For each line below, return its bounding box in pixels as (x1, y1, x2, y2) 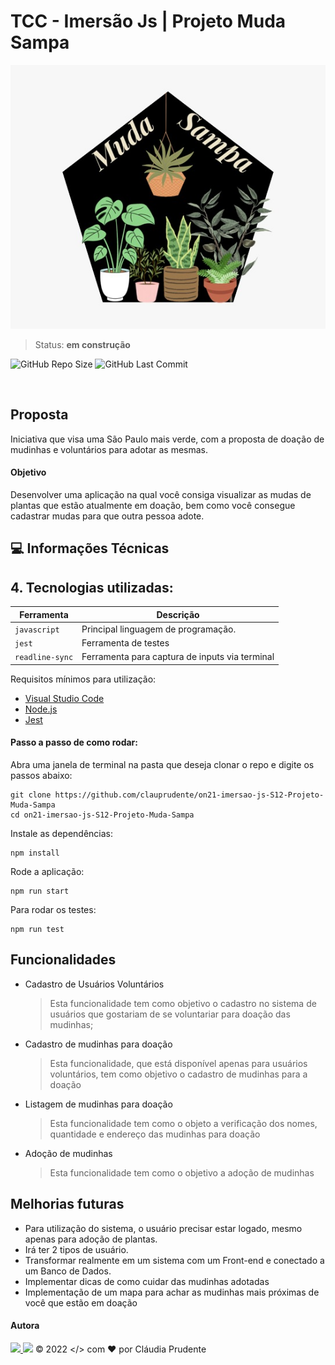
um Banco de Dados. (24, 1265, 112, 1277)
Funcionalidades (10, 951, 117, 969)
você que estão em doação (24, 1296, 138, 1309)
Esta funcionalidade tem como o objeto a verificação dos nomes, (49, 1117, 318, 1129)
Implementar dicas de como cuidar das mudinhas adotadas (24, 1275, 270, 1287)
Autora (10, 1320, 40, 1332)
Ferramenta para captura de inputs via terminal (81, 651, 275, 663)
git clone (10, 790, 52, 800)
